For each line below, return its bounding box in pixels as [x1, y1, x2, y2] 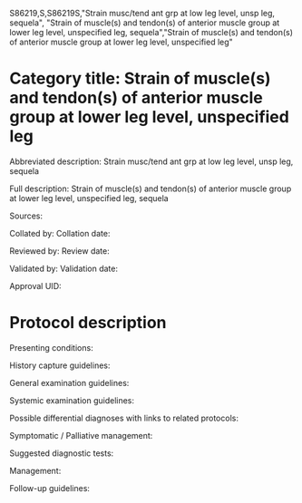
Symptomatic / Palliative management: [9, 430, 153, 440]
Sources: [9, 210, 44, 221]
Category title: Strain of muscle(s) [9, 68, 271, 89]
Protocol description [9, 313, 167, 334]
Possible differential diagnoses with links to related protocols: [9, 412, 239, 423]
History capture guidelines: [9, 360, 111, 371]
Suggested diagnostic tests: [9, 448, 114, 459]
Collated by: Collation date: [9, 227, 111, 238]
